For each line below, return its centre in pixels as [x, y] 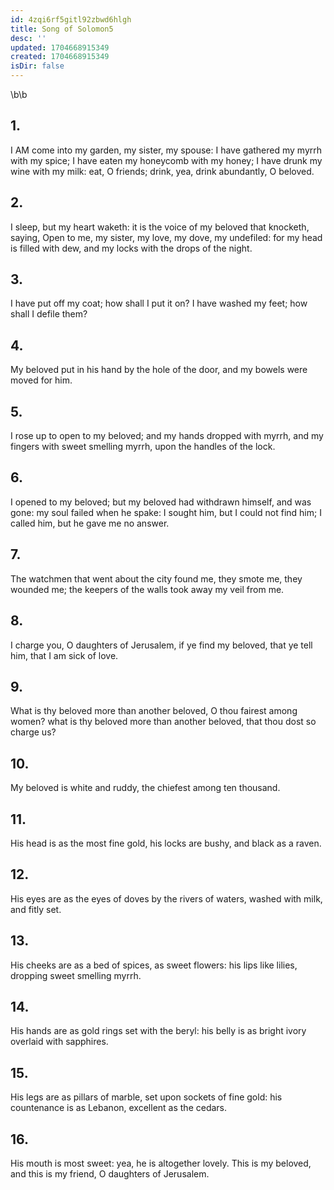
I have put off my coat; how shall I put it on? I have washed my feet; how [159, 303]
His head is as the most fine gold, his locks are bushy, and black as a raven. [166, 843]
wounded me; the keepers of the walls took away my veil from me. [147, 589]
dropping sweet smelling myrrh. [76, 975]
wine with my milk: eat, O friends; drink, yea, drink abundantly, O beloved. [162, 171]
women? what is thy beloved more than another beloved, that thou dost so [163, 722]
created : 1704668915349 [60, 57]
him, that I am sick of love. [64, 655]
